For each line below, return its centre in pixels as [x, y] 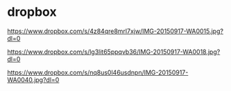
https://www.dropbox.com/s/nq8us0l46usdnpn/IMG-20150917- [98, 72]
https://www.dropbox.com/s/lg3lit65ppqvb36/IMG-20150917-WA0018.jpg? [114, 52]
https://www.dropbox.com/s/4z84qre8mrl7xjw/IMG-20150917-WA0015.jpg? [115, 31]
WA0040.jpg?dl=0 [33, 79]
